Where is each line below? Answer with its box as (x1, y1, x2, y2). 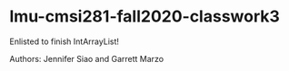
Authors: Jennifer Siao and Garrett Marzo (9, 53, 164, 64)
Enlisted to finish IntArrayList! (9, 36, 120, 47)
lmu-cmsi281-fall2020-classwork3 (9, 6, 280, 27)
